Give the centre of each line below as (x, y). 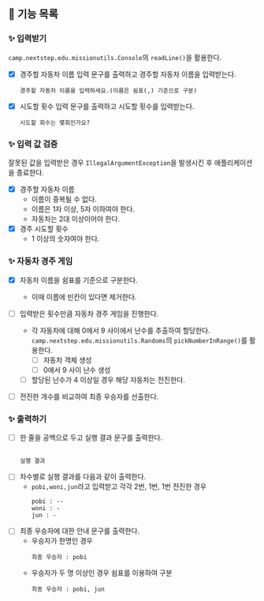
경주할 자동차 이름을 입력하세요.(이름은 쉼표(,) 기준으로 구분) (108, 90)
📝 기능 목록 (33, 14)
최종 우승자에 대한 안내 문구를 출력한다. (80, 531)
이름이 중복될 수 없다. (64, 199)
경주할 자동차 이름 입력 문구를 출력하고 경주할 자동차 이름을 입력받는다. (128, 74)
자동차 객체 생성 (67, 360)
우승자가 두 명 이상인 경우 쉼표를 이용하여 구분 (102, 573)
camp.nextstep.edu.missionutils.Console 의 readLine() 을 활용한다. (115, 57)
